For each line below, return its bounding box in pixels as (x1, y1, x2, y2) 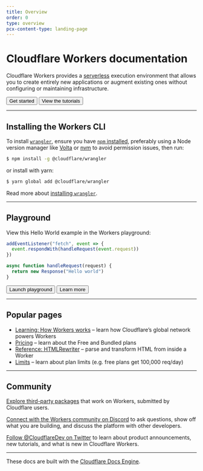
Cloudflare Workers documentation (6, 52, 188, 66)
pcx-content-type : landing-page (6, 25, 88, 32)
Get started (9, 98, 34, 104)
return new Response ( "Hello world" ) (11, 268, 104, 275)
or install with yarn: (6, 166, 54, 174)
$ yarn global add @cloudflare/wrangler (6, 178, 110, 185)
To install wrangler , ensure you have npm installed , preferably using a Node (6, 138, 192, 144)
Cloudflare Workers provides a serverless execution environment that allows (6, 72, 196, 80)
